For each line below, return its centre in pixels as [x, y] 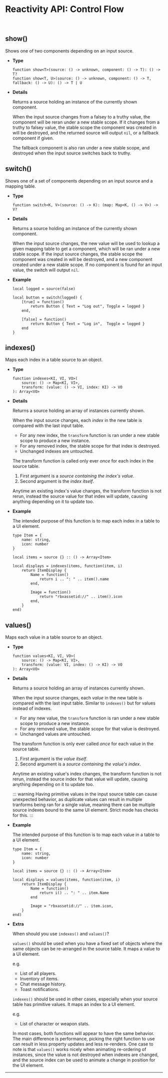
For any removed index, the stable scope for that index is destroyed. [90, 446]
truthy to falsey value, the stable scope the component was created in [84, 127]
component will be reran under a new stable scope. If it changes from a [86, 122]
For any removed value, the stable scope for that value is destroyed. [90, 729]
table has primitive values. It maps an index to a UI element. [74, 1004]
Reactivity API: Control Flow [64, 9]
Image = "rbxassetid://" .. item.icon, [72, 906]
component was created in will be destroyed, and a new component [82, 259]
